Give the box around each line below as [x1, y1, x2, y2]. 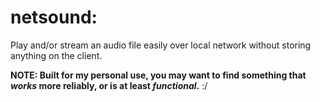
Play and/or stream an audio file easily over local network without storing [10, 39, 312, 51]
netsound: [10, 6, 98, 29]
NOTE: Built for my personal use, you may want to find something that [10, 69, 307, 81]
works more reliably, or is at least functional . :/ [10, 79, 208, 91]
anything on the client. [10, 49, 103, 61]
